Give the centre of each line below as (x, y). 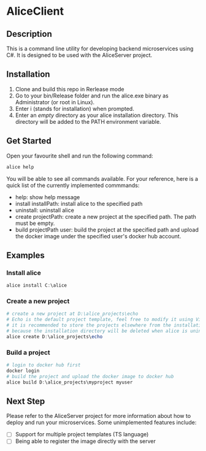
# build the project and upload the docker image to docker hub (90, 376)
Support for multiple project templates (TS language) (82, 434)
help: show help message (48, 197)
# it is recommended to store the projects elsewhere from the (89, 325)
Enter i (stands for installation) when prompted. (75, 108)
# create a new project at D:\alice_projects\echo (72, 314)
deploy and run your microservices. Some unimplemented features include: (101, 423)
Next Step (26, 401)
